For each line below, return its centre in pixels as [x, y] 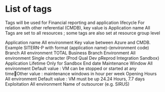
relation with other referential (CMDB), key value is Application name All [78, 27]
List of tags [28, 9]
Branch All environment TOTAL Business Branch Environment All [70, 53]
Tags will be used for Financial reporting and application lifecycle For [75, 23]
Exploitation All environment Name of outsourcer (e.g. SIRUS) [67, 84]
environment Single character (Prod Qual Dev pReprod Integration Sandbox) [82, 58]
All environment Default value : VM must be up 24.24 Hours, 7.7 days [75, 79]
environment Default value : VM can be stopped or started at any [71, 68]
